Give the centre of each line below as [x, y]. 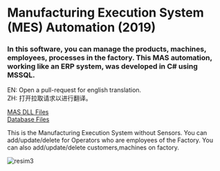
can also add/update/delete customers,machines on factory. [93, 147]
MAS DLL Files [28, 112]
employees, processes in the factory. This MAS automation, [110, 58]
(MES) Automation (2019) [82, 27]
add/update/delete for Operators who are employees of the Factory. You [110, 141]
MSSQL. [21, 75]
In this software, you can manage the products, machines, [107, 49]
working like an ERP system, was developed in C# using [103, 66]
